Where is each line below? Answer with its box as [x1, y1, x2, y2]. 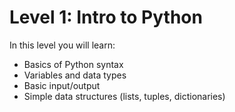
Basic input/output [23, 79, 101, 91]
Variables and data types [23, 69, 127, 81]
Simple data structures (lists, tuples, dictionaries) [23, 90, 226, 102]
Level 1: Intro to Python [9, 6, 203, 29]
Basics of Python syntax [23, 58, 124, 70]
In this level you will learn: [9, 39, 116, 51]
